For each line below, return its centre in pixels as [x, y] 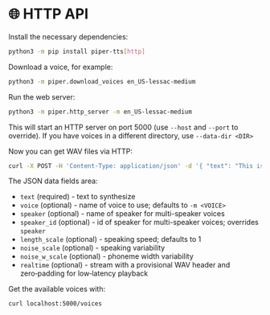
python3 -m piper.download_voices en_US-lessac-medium [102, 81]
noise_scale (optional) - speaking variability [92, 248]
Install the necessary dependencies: [68, 36]
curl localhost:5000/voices [55, 304]
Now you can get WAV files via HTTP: [71, 151]
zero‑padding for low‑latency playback [84, 273]
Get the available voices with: [57, 289]
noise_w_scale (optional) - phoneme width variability [107, 256]
